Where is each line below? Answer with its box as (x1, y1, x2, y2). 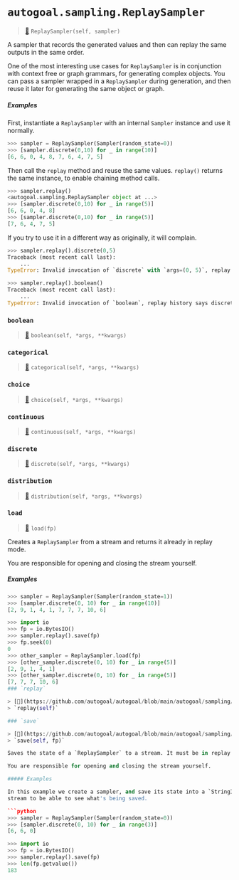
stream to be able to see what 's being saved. (7, 795, 148, 802)
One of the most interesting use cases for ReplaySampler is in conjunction (7, 61, 222, 70)
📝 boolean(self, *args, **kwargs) (24, 331, 127, 339)
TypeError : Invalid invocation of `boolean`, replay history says (7, 299, 208, 307)
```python (7, 807, 37, 815)
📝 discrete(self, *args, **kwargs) (24, 460, 130, 468)
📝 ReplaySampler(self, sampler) (24, 26, 121, 35)
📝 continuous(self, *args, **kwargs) (24, 427, 137, 435)
